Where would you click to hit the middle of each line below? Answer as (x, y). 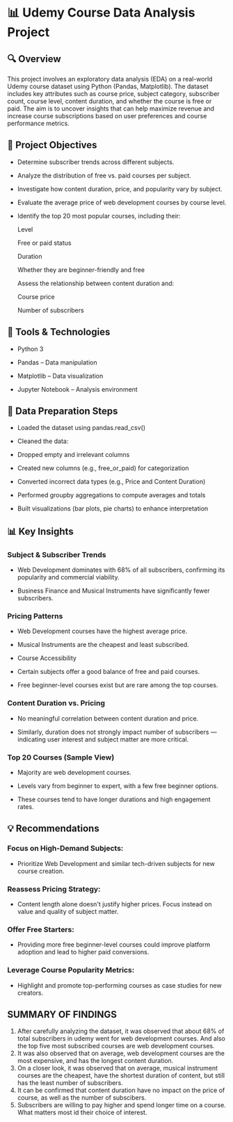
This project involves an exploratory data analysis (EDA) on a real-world (110, 79)
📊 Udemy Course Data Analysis (101, 13)
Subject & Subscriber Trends (57, 554)
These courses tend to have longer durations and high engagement (114, 799)
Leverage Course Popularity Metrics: (71, 970)
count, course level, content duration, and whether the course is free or (110, 101)
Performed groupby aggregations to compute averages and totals (111, 495)
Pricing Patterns (35, 616)
